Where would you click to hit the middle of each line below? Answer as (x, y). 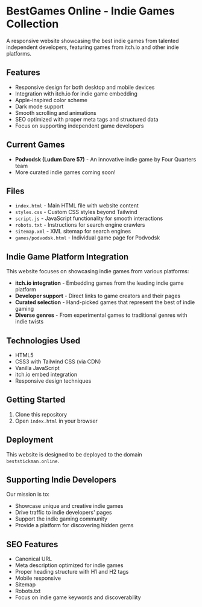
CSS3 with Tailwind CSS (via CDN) (58, 362)
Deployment (30, 440)
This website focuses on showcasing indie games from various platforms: (98, 271)
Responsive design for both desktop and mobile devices (85, 87)
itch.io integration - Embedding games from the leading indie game (99, 283)
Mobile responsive (38, 578)
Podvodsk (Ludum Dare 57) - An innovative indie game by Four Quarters (106, 159)
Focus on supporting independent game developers (79, 126)
